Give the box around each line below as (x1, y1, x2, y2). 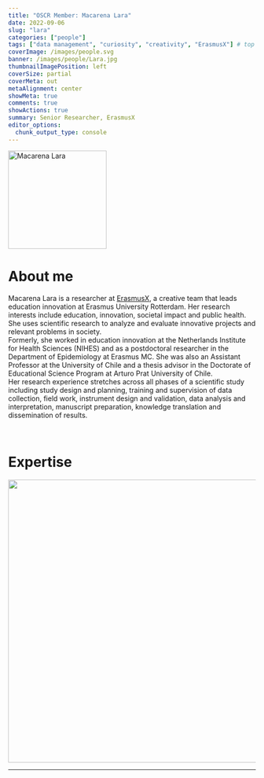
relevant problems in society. (8, 327, 102, 336)
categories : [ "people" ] (8, 33, 86, 42)
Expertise (8, 453, 72, 471)
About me (8, 267, 74, 285)
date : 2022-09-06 (8, 19, 65, 27)
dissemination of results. (8, 410, 88, 420)
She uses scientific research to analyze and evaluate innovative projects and (8, 318, 256, 328)
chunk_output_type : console (15, 128, 108, 136)
